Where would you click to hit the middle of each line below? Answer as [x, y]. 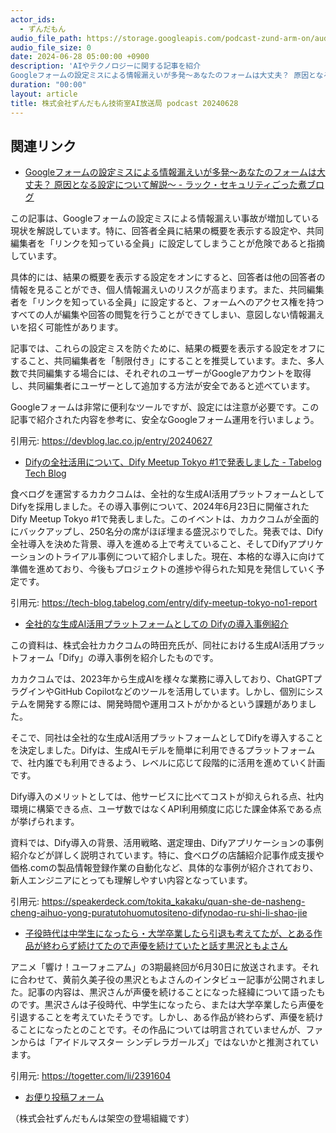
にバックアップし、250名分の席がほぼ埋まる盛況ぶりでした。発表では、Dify [167, 532]
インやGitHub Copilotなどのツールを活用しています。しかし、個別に [167, 692]
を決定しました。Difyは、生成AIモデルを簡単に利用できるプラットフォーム [163, 750]
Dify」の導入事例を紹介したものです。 [140, 658]
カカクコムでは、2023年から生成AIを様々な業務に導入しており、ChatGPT [161, 679]
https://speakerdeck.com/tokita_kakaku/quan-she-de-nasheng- [173, 902]
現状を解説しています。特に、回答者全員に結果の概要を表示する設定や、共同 [167, 231]
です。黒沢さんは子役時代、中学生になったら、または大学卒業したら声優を [171, 1005]
